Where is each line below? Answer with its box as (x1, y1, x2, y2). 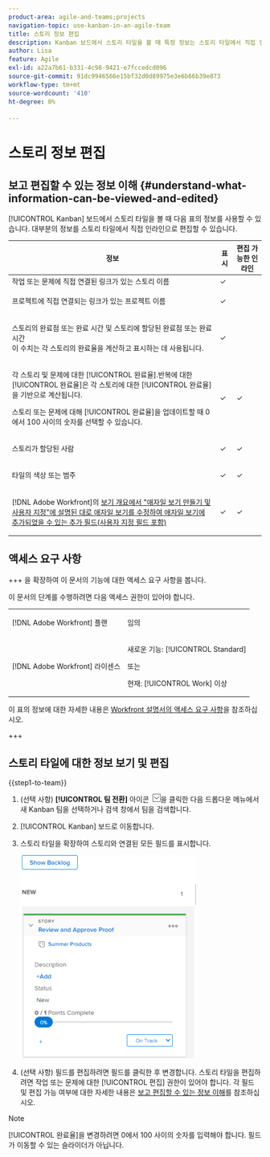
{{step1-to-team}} (8, 778, 67, 788)
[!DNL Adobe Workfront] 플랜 (11, 617, 108, 627)
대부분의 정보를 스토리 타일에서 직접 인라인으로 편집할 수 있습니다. (31, 224, 238, 234)
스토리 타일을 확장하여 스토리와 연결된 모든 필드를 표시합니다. (19, 839, 211, 849)
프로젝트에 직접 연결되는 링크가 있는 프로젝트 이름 (11, 296, 166, 306)
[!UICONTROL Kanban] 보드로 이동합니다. (19, 821, 154, 831)
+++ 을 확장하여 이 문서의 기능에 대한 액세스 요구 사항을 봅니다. (8, 575, 207, 585)
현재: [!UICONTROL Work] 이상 (127, 678, 227, 688)
